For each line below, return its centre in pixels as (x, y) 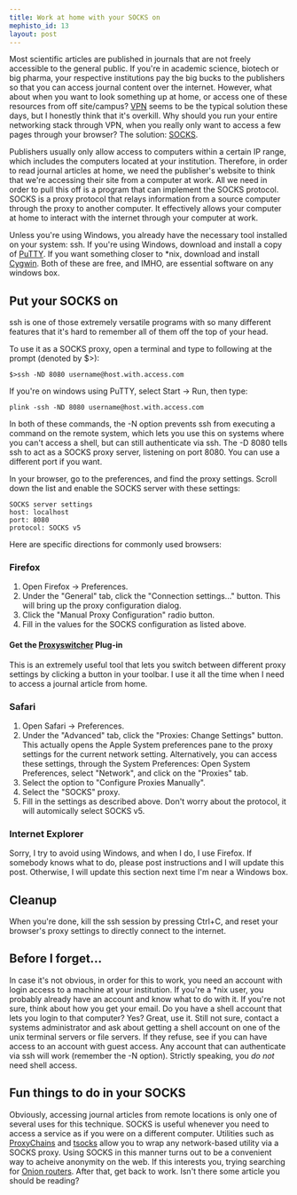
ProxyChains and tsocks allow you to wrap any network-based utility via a (144, 1143)
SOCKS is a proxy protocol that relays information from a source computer (145, 199)
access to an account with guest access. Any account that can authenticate (148, 1046)
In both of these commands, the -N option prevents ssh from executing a (142, 424)
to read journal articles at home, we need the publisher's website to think (142, 171)
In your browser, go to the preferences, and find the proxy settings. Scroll (143, 479)
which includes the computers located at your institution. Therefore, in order (148, 162)
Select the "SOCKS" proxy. (71, 792)
